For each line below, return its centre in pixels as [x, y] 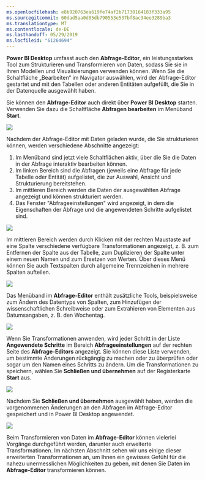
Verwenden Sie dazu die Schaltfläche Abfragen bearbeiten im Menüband [99, 109]
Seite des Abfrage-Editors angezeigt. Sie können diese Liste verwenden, [99, 351]
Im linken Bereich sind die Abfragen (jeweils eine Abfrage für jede [98, 170]
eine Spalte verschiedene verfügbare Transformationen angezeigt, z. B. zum [102, 246]
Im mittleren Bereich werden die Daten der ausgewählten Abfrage [98, 190]
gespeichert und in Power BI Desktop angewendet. [70, 414]
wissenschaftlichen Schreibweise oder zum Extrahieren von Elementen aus [101, 308]
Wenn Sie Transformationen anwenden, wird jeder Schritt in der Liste [93, 339]
